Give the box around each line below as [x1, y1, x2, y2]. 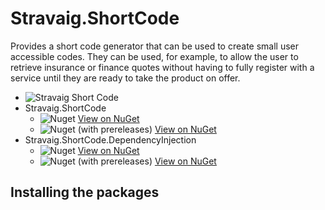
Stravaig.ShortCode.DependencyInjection [24, 133, 197, 146]
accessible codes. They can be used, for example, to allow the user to [10, 50, 299, 62]
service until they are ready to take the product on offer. [10, 72, 241, 84]
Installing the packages [10, 184, 160, 201]
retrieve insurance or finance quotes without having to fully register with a [10, 61, 315, 73]
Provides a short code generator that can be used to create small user [10, 40, 300, 52]
